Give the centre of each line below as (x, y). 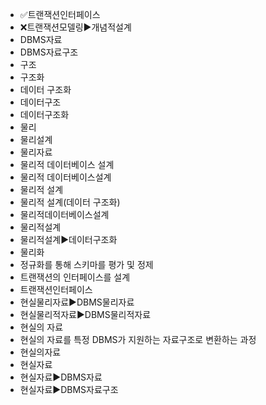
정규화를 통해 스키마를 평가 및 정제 (86, 264)
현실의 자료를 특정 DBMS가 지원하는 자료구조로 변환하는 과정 (138, 339)
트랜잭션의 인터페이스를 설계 (75, 277)
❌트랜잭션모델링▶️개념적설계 (75, 27)
